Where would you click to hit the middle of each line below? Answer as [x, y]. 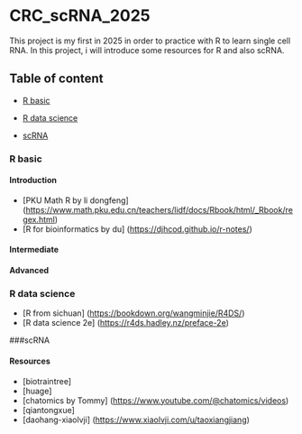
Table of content [56, 79]
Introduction [33, 180]
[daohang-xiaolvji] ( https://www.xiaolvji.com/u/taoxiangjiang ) [136, 420]
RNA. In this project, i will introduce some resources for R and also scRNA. [147, 50]
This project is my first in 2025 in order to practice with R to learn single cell [150, 41]
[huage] [37, 391]
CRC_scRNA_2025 [80, 16]
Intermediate [34, 250]
